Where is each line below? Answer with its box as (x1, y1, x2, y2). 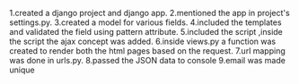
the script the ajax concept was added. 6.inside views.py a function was (9, 36, 277, 46)
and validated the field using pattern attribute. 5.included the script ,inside (9, 27, 283, 37)
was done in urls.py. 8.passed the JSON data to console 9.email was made (9, 55, 286, 65)
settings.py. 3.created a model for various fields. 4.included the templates (9, 17, 282, 28)
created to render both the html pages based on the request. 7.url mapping (9, 46, 286, 56)
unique (9, 64, 35, 75)
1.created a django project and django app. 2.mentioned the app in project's (9, 8, 290, 18)
